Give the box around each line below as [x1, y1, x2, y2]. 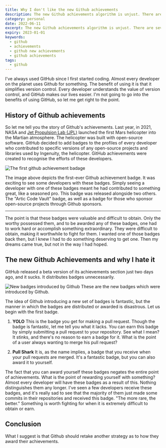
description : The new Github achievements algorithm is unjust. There [5, 12, 154, 17]
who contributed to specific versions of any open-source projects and [5, 145, 148, 151]
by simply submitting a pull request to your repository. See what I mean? [12, 329, 160, 335]
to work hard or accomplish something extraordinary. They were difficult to [5, 225, 158, 231]
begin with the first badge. [5, 309, 59, 315]
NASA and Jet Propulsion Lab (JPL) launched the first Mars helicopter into [5, 129, 157, 135]
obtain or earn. [5, 406, 36, 411]
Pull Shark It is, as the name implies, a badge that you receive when [12, 349, 151, 355]
